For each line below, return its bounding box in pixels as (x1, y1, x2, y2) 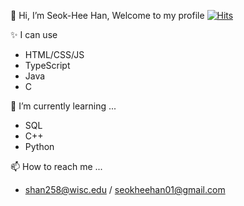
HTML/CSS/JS (24, 49, 85, 60)
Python (24, 141, 55, 152)
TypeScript (24, 60, 71, 71)
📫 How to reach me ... (10, 161, 103, 172)
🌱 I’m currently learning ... (10, 100, 117, 112)
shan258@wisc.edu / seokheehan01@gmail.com (24, 184, 226, 195)
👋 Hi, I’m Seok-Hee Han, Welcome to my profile (10, 10, 205, 21)
